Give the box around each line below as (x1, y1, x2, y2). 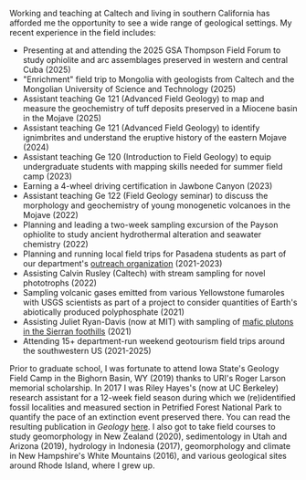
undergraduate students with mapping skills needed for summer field (22, 162, 283, 172)
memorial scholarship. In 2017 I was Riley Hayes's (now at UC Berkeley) (9, 382, 280, 393)
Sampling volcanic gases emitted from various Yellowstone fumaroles (22, 287, 285, 297)
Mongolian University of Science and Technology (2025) (22, 84, 237, 94)
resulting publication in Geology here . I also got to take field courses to (9, 422, 276, 432)
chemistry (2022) (22, 239, 89, 249)
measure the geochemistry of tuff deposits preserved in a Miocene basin (22, 103, 298, 113)
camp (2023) (22, 171, 73, 182)
